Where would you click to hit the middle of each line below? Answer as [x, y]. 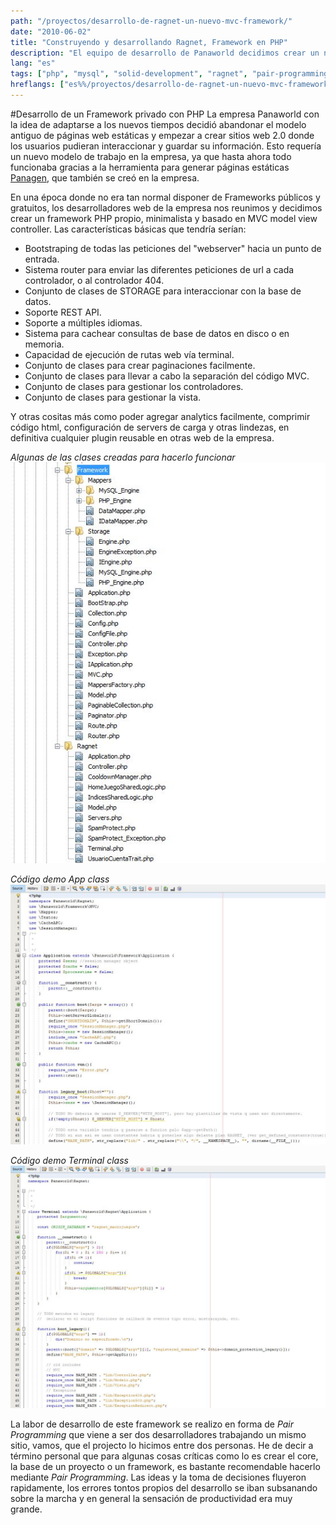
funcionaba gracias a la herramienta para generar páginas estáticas [150, 167]
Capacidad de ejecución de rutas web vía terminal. [129, 354]
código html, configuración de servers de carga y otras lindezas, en [150, 427]
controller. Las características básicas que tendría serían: [128, 229]
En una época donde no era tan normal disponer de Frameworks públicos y [165, 197]
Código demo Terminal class [69, 1160]
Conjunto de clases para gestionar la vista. [113, 397]
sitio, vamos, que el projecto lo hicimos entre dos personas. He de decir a [162, 1446]
